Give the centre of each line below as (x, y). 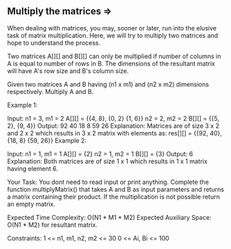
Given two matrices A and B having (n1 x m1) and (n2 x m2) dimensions (108, 84)
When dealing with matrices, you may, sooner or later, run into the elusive (112, 28)
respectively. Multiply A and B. (50, 91)
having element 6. (33, 168)
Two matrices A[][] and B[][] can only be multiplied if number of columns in (114, 56)
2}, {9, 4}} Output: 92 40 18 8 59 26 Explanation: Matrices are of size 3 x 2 (113, 126)
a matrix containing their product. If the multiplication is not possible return (113, 196)
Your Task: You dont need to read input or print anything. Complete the (108, 182)
